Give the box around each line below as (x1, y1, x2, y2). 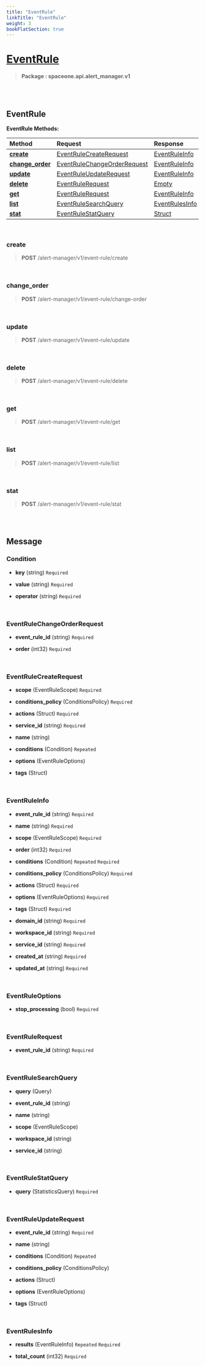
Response (154, 139, 184, 147)
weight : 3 (6, 20, 32, 26)
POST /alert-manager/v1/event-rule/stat (21, 500, 122, 508)
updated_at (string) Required (15, 964, 88, 971)
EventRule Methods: (6, 125, 59, 132)
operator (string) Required (15, 592, 81, 599)
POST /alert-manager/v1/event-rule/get (21, 418, 121, 426)
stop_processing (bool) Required (15, 1005, 99, 1012)
